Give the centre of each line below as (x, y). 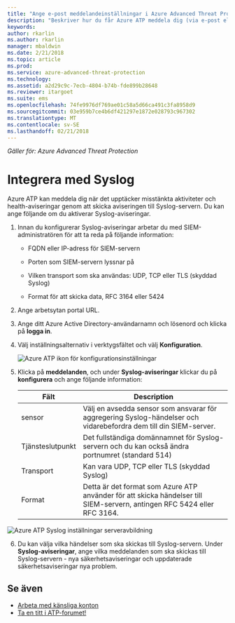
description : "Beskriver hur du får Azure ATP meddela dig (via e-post (114, 20)
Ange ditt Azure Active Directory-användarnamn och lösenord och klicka (122, 324)
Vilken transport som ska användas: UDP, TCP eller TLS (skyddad (122, 276)
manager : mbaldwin (34, 46)
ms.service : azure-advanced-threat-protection (76, 72)
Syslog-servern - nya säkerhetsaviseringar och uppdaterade (105, 559)
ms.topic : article (34, 60)
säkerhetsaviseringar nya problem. (67, 566)
